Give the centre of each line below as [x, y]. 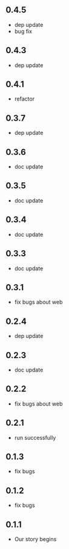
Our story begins [35, 539]
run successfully [35, 437]
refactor [24, 99]
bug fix [23, 31]
